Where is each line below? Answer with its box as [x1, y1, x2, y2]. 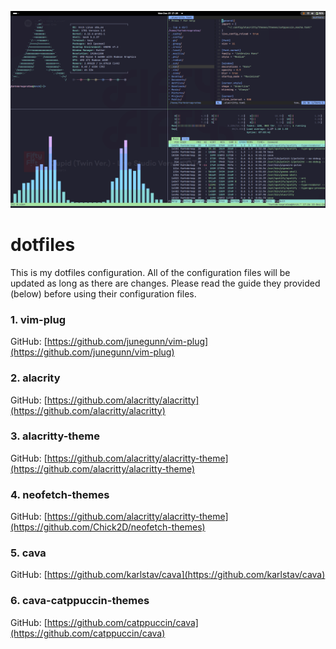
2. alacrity [10, 371, 61, 385]
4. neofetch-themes [10, 487, 110, 501]
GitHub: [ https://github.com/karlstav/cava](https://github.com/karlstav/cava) [10, 569, 326, 581]
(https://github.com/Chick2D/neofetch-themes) [10, 521, 206, 533]
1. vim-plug [10, 312, 66, 326]
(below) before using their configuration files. [10, 287, 197, 300]
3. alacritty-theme [10, 429, 100, 443]
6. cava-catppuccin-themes [10, 594, 150, 608]
